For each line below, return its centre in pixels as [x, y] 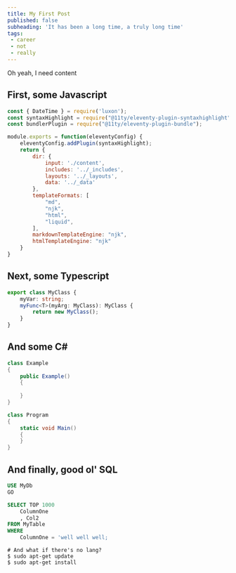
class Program [28, 415]
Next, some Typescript [58, 276]
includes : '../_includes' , [84, 169]
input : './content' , [75, 163]
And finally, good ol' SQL [63, 469]
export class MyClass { [42, 292]
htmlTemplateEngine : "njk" [72, 242]
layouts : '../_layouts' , [81, 176]
